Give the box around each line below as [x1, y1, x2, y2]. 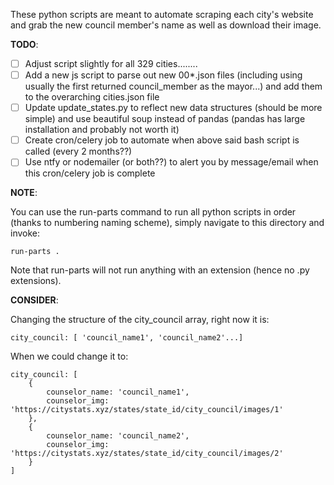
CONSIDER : [10, 294, 59, 306]
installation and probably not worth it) [24, 124, 180, 136]
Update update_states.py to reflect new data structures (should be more [24, 102, 323, 114]
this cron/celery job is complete [24, 167, 156, 179]
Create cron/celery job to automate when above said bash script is [24, 134, 300, 146]
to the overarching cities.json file [24, 91, 160, 103]
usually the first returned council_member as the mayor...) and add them [24, 80, 323, 93]
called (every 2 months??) [24, 145, 133, 158]
